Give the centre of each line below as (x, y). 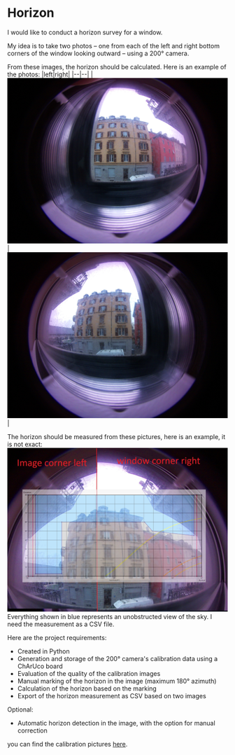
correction (32, 730)
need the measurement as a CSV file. (61, 624)
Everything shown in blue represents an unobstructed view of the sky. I (110, 617)
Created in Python (43, 651)
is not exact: (25, 444)
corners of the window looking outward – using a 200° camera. (98, 53)
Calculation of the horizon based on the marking (87, 688)
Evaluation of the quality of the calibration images (89, 674)
